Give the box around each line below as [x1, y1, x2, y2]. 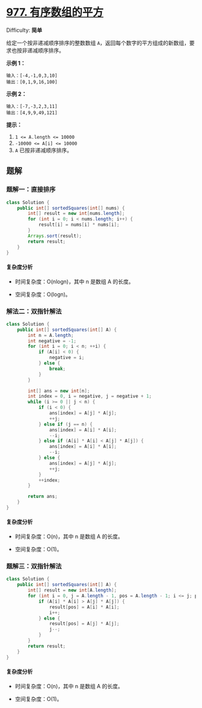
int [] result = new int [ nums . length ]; [28, 211, 125, 217]
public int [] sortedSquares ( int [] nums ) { [17, 205, 125, 211]
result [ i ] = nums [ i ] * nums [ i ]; [38, 222, 120, 228]
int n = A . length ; [28, 332, 74, 338]
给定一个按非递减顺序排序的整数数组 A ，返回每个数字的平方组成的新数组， [6, 39, 190, 46]
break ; [49, 366, 66, 372]
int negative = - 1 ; [28, 337, 77, 344]
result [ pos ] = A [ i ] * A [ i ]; [49, 604, 120, 610]
